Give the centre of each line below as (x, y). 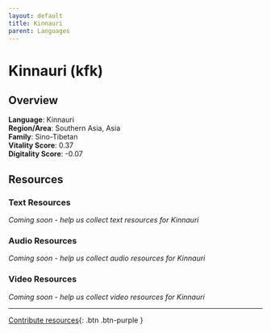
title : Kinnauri (35, 23)
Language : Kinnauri (42, 120)
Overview (33, 100)
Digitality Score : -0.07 (46, 154)
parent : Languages (39, 31)
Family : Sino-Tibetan (43, 137)
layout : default (35, 16)
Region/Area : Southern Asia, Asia (65, 128)
